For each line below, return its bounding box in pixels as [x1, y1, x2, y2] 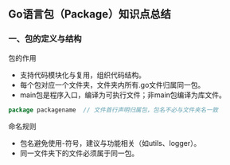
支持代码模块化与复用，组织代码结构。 [19, 70, 146, 80]
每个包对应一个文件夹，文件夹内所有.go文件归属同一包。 [19, 80, 205, 89]
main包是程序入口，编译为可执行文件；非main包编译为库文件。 [19, 90, 227, 100]
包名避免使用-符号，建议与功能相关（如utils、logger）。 [19, 138, 201, 147]
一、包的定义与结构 [8, 33, 82, 45]
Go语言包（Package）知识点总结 [8, 7, 171, 22]
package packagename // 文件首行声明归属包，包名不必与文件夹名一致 [8, 106, 219, 114]
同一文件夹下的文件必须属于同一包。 [19, 148, 139, 158]
